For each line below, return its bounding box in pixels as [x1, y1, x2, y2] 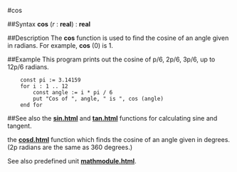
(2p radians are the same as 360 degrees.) [7, 143, 133, 151]
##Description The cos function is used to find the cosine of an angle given [7, 34, 229, 42]
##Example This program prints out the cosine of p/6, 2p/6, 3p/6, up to [7, 55, 216, 64]
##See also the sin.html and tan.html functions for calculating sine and [7, 114, 218, 122]
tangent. [7, 121, 32, 130]
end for [20, 101, 43, 108]
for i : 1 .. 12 [20, 83, 69, 90]
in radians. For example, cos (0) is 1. [7, 41, 114, 49]
